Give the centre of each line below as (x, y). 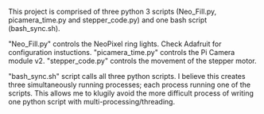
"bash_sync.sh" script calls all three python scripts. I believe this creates (127, 76)
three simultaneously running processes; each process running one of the (130, 85)
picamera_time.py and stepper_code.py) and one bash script (108, 20)
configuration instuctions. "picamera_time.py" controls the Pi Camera (122, 52)
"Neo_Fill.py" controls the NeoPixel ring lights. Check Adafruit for (115, 44)
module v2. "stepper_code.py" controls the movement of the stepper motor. (132, 61)
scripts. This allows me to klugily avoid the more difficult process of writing (131, 93)
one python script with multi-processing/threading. (92, 102)
